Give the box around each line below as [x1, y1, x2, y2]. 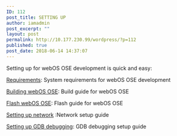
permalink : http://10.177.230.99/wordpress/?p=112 [6, 37, 137, 43]
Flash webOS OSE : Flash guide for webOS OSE [6, 99, 123, 107]
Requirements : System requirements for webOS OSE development [6, 76, 171, 83]
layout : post [6, 31, 39, 37]
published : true [6, 43, 47, 49]
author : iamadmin [6, 20, 50, 26]
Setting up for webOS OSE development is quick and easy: [6, 64, 152, 72]
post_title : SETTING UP [6, 14, 66, 20]
